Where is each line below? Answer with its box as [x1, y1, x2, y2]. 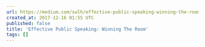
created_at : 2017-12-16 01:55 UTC [6, 15, 95, 21]
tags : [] [6, 32, 29, 38]
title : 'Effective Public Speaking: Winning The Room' [6, 26, 149, 32]
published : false [6, 20, 51, 26]
